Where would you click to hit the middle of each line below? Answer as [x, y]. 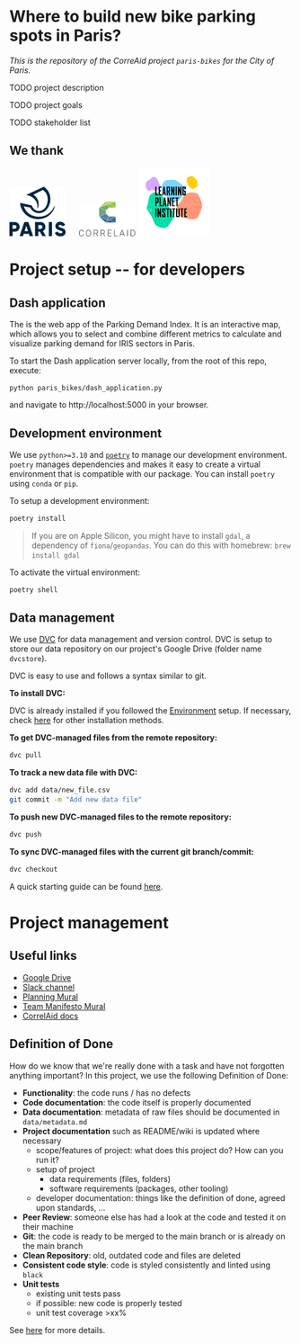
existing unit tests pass [78, 1294]
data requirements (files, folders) [110, 1178]
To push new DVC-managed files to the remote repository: [120, 817]
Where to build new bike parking [132, 17]
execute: [26, 371]
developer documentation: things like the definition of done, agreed [160, 1197]
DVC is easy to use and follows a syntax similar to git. [108, 676]
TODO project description [57, 87]
